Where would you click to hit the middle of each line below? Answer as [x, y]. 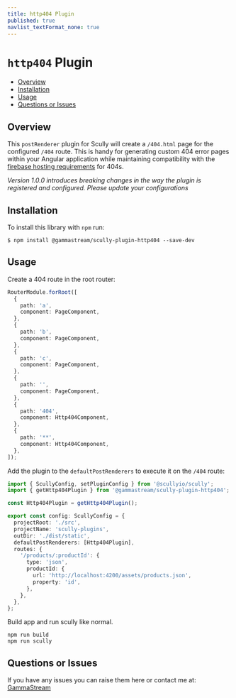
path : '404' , [39, 411]
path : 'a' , [36, 305]
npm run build [28, 635]
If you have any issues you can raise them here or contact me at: [102, 680]
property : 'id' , [57, 582]
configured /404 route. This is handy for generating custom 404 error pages [118, 152]
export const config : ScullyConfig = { [66, 516]
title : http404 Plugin [41, 14]
